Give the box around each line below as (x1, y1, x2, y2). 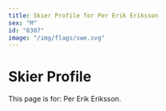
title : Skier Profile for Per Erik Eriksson (8, 11, 159, 20)
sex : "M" (8, 19, 38, 27)
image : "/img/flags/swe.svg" (8, 33, 105, 42)
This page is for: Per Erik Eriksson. (8, 94, 121, 104)
